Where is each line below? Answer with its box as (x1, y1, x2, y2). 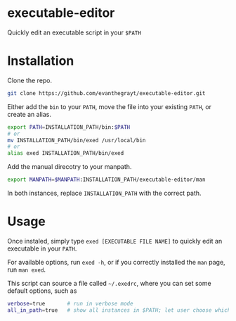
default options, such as (7, 287, 77, 295)
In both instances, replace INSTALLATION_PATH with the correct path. (7, 189, 202, 197)
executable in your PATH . (7, 244, 77, 253)
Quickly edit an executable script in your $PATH (7, 28, 142, 37)
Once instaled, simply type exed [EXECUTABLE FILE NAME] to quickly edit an (7, 237, 223, 245)
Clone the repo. (7, 76, 53, 84)
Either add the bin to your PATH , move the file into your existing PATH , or (7, 102, 212, 111)
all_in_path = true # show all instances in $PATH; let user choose (7, 306, 212, 314)
